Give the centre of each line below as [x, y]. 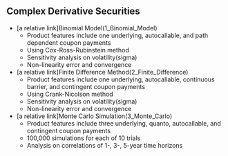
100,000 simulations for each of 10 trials [84, 138]
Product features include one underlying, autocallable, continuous [121, 79]
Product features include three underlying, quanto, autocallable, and [124, 123]
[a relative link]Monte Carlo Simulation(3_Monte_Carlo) [94, 116]
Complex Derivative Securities [74, 11]
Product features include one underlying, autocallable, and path [117, 35]
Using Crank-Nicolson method [70, 94]
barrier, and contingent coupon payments [86, 86]
